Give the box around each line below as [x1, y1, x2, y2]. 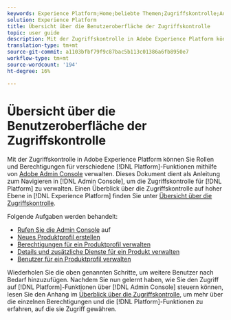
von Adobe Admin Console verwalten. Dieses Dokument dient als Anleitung [7, 170, 220, 178]
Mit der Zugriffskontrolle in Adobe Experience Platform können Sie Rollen [7, 156, 214, 164]
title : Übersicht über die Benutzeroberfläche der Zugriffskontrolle [7, 23, 211, 30]
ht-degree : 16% [7, 67, 51, 74]
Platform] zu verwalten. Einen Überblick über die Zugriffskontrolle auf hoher [7, 184, 222, 193]
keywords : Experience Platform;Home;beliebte [7, 10, 140, 17]
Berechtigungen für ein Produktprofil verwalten [16, 240, 151, 248]
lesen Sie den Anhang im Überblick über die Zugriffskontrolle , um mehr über [7, 290, 223, 299]
